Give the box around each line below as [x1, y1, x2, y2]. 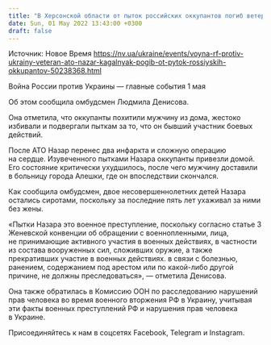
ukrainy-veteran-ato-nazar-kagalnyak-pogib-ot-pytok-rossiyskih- [8, 57, 227, 67]
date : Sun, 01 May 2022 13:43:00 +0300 [8, 19, 143, 27]
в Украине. [8, 312, 46, 322]
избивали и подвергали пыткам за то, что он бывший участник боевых [8, 122, 253, 131]
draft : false [8, 27, 52, 35]
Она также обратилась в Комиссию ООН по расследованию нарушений [8, 287, 258, 297]
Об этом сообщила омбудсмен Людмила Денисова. [8, 98, 190, 107]
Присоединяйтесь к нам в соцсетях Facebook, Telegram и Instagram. [8, 328, 245, 338]
